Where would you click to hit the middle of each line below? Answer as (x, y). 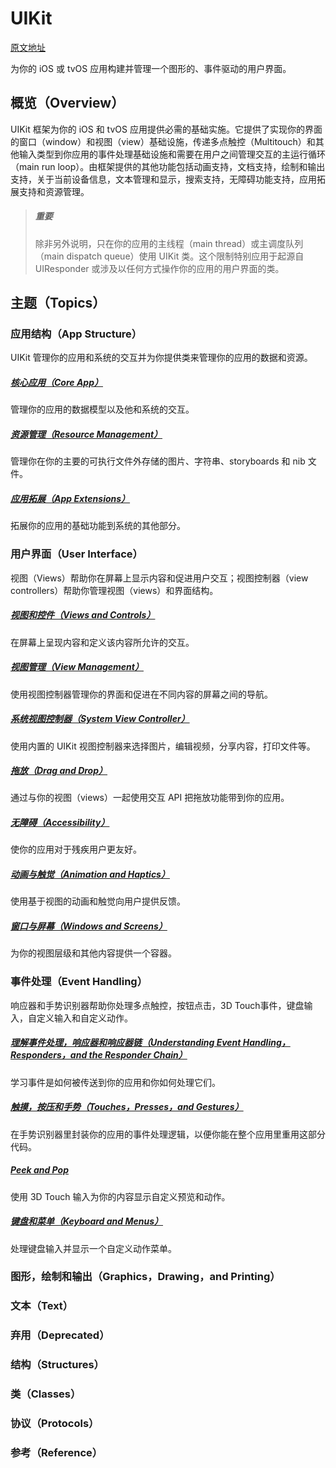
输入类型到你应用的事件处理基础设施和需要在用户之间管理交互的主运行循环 (172, 154)
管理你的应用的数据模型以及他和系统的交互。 (102, 409)
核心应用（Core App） (56, 382)
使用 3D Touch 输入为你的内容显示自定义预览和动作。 (120, 1196)
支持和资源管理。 (54, 191)
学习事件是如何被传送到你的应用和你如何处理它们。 (115, 1082)
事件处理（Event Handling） (79, 982)
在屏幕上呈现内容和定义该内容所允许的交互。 (102, 642)
